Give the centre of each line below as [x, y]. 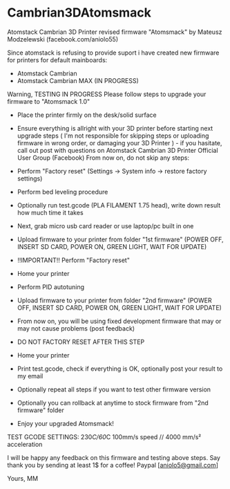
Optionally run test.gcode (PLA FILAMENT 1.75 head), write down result [119, 205]
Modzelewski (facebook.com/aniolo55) [63, 39]
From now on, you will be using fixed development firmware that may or [119, 321]
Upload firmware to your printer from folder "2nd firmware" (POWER [114, 300]
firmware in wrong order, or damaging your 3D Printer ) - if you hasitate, [119, 142]
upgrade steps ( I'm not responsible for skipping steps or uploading [113, 136]
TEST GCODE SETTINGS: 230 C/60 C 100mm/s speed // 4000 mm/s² [104, 436]
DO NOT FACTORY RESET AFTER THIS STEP [81, 342]
